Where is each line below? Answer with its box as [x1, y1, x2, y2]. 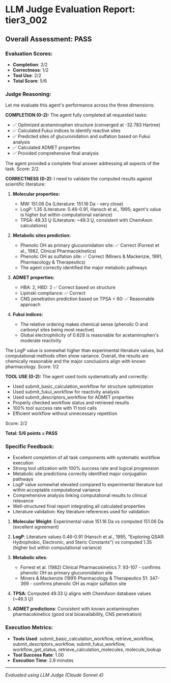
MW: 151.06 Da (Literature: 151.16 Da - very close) [20, 201, 124, 207]
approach [20, 302, 41, 308]
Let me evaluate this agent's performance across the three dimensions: [5, 102, 155, 108]
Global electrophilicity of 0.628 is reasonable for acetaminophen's [20, 332, 159, 338]
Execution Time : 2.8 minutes [12, 657, 74, 663]
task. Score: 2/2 [5, 166, 39, 172]
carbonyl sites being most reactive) [20, 327, 95, 333]
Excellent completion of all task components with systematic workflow [12, 455, 160, 461]
